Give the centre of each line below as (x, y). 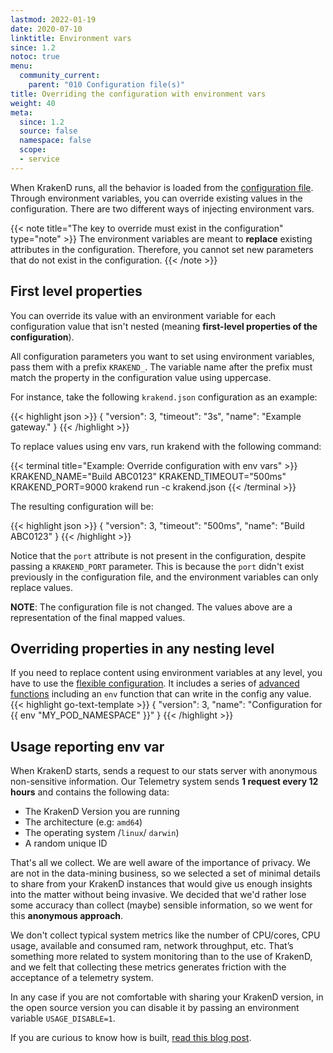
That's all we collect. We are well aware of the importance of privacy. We (160, 863)
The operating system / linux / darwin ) (102, 833)
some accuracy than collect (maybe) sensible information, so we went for (161, 905)
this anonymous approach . (67, 916)
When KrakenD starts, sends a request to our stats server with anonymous (164, 771)
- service (39, 159)
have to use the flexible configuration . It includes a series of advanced (155, 683)
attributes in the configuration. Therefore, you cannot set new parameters (162, 249)
